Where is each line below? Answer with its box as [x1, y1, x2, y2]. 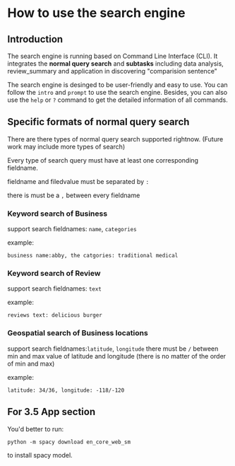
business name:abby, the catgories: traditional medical [7, 252, 179, 260]
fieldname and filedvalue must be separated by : [7, 177, 150, 185]
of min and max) [7, 359, 55, 368]
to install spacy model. [7, 450, 73, 459]
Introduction [7, 33, 64, 45]
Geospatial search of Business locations [7, 328, 148, 338]
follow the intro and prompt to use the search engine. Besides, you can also [7, 88, 228, 96]
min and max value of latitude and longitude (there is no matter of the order [7, 351, 227, 360]
